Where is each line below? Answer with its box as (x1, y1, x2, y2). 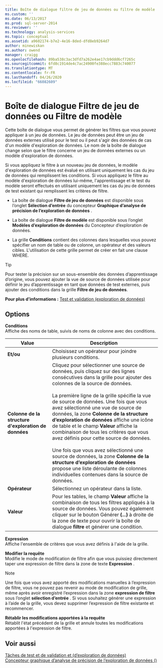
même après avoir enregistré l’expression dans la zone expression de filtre (5, 590, 155, 596)
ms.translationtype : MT (5, 66, 53, 71)
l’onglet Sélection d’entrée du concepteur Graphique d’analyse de (12, 202, 147, 208)
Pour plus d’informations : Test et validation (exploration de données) (5, 296, 146, 302)
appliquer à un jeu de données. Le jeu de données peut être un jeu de (5, 132, 144, 138)
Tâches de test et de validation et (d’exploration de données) (5, 652, 127, 658)
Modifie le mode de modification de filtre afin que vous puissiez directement (5, 556, 158, 562)
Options (5, 310, 30, 318)
